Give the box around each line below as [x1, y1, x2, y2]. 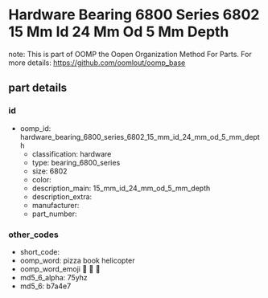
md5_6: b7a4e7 [19, 281, 72, 291]
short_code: [19, 247, 60, 256]
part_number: [31, 209, 77, 218]
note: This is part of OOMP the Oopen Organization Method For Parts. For [8, 49, 252, 59]
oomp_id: [19, 123, 52, 133]
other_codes [8, 229, 59, 240]
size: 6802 [31, 166, 68, 176]
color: [31, 174, 52, 184]
